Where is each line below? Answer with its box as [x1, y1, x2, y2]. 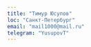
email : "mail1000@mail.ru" [7, 23, 85, 30]
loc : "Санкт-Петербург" [7, 17, 76, 23]
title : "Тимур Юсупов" [7, 10, 72, 17]
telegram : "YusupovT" [7, 29, 70, 37]
